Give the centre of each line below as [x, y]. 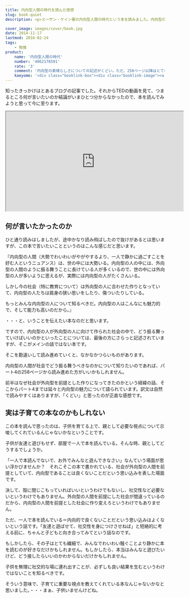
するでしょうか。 [27, 450]
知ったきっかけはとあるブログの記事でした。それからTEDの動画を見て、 [81, 91]
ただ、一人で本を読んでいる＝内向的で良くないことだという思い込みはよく [83, 519]
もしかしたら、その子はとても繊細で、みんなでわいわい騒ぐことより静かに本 [85, 543]
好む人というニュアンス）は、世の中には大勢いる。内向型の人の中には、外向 [85, 263]
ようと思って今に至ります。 [34, 103]
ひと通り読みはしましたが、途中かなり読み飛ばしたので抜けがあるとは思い [83, 239]
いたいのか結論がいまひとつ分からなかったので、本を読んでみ [100, 97]
